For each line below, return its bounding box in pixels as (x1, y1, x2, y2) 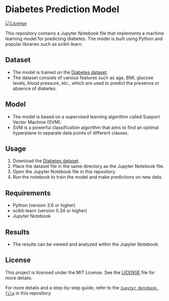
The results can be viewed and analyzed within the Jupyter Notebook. (12, 241, 159, 247)
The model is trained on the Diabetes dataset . (12, 69, 108, 75)
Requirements (5, 189, 51, 197)
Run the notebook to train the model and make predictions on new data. (12, 174, 163, 180)
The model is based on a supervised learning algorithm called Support (12, 113, 160, 120)
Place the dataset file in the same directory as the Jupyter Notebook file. (12, 163, 164, 170)
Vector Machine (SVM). (12, 119, 62, 125)
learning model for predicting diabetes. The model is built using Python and (5, 36, 163, 42)
